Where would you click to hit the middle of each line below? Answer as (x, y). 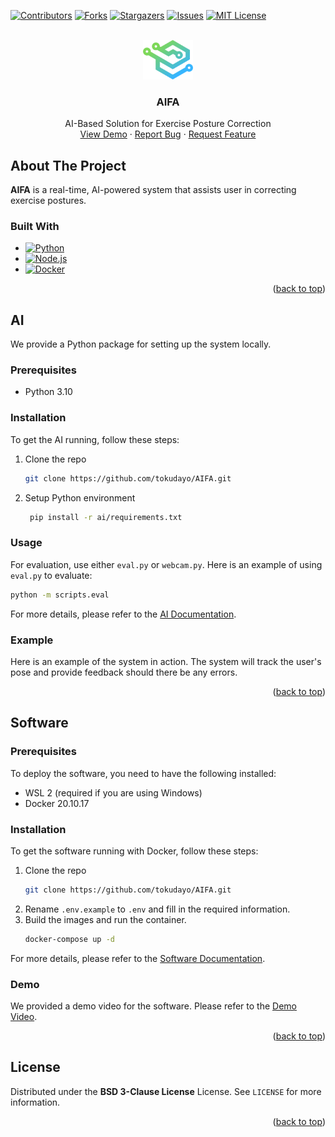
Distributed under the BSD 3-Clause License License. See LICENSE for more (166, 1091)
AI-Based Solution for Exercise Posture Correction (168, 124)
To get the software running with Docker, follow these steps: (134, 851)
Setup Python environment (80, 497)
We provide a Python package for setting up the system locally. (141, 344)
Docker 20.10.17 (57, 803)
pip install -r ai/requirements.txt (106, 517)
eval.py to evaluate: (51, 575)
